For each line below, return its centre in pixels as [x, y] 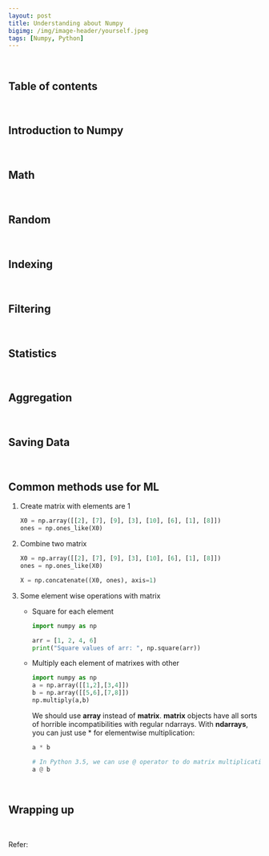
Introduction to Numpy [66, 130]
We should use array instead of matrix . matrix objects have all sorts [145, 716]
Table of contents [53, 86]
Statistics [33, 353]
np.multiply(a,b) [61, 700]
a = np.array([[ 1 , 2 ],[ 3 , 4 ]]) [80, 686]
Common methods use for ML [84, 487]
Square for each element [73, 611]
